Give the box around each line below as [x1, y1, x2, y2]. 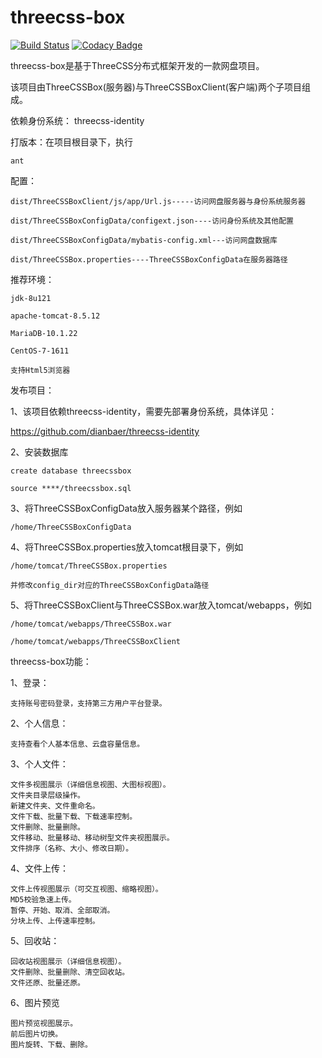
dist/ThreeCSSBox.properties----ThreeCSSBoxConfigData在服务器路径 [10, 254, 288, 265]
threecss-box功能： [10, 655, 92, 667]
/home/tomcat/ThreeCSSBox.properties [10, 561, 168, 571]
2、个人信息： [10, 717, 69, 729]
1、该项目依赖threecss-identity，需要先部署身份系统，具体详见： [10, 405, 278, 417]
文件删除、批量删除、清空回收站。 [10, 967, 130, 977]
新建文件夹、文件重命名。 [10, 801, 100, 811]
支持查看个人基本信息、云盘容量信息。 [10, 739, 145, 749]
